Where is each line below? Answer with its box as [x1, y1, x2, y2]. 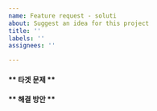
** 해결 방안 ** [8, 94, 56, 105]
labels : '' [8, 34, 45, 43]
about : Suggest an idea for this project [8, 19, 150, 27]
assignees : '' [8, 42, 56, 50]
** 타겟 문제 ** [8, 74, 56, 84]
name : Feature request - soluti [8, 11, 117, 20]
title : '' [8, 27, 42, 35]
